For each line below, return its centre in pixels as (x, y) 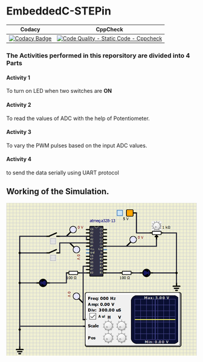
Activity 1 (18, 77)
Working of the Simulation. (58, 192)
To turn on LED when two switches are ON (59, 91)
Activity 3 (19, 132)
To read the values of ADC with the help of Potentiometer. (78, 118)
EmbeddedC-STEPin (59, 11)
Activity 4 (19, 159)
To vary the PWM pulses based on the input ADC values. (77, 145)
